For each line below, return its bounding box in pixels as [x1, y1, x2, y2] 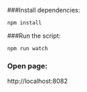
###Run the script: [7, 31, 61, 40]
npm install [7, 20, 42, 26]
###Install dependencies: [7, 6, 80, 14]
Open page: [7, 61, 48, 70]
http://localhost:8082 [7, 77, 68, 86]
